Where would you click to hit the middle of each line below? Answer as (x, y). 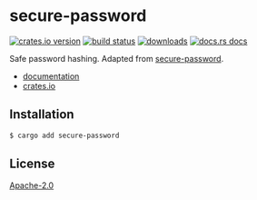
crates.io (39, 85)
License (32, 164)
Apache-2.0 (32, 185)
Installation (42, 115)
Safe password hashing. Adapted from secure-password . (117, 58)
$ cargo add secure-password (64, 135)
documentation (51, 76)
